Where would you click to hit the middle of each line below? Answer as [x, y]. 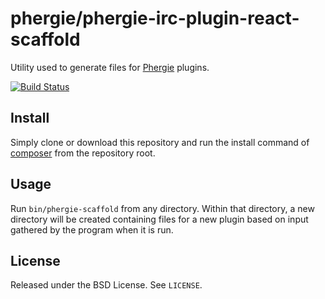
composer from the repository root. [83, 153]
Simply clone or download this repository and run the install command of [160, 142]
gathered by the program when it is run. [92, 229]
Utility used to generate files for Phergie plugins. [110, 67]
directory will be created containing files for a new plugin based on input [159, 219]
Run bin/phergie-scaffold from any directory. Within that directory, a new [162, 208]
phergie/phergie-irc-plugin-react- [155, 18]
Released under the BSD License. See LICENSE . [106, 285]
